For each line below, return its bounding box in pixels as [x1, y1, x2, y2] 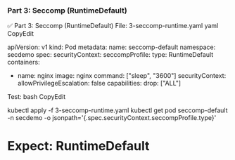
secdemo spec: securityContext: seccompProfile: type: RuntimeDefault [7, 51, 214, 59]
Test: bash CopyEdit [7, 93, 66, 101]
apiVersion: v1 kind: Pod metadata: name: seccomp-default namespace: [7, 43, 216, 51]
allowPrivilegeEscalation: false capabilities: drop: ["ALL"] [17, 79, 182, 88]
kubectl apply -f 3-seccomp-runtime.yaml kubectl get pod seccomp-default [7, 106, 228, 114]
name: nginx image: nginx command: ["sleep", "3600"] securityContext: [17, 72, 227, 80]
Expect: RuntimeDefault [7, 138, 150, 154]
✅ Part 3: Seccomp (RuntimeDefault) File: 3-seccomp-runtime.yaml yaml [7, 22, 219, 30]
